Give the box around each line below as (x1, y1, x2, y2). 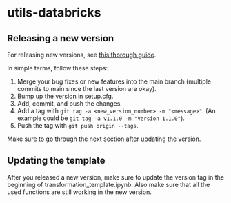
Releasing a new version (7, 32, 114, 44)
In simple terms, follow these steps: (7, 64, 108, 72)
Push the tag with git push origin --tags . (17, 122, 139, 129)
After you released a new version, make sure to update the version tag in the (7, 173, 225, 181)
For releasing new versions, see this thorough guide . (7, 50, 157, 59)
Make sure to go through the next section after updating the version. (7, 135, 201, 143)
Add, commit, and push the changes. (17, 99, 123, 108)
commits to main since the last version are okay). (17, 85, 157, 93)
